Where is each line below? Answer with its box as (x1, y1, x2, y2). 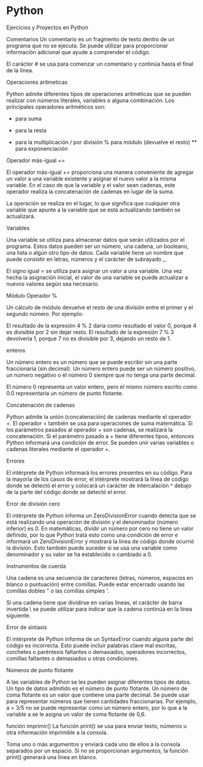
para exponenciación (15, 145, 68, 152)
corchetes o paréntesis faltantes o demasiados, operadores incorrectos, (6, 648, 187, 655)
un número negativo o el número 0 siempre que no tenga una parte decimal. (6, 371, 196, 379)
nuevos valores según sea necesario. (6, 280, 99, 287)
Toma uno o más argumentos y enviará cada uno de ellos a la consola (6, 740, 181, 748)
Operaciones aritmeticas (6, 78, 68, 86)
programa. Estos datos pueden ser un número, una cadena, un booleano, (6, 242, 189, 250)
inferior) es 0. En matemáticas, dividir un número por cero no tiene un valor (6, 525, 194, 532)
